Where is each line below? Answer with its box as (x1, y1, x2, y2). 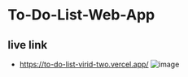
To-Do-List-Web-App (7, 6, 155, 24)
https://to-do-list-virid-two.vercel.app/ (19, 59, 149, 69)
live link (7, 38, 48, 52)
